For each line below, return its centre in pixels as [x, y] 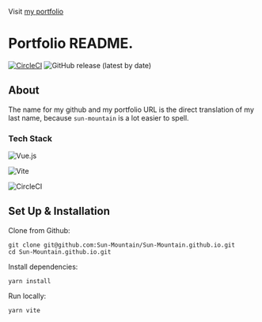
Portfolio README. [71, 44]
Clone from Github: [39, 230]
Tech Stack [30, 138]
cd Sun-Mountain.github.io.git [60, 252]
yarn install [30, 281]
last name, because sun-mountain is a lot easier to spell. [99, 117]
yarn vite [25, 310]
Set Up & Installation [59, 211]
